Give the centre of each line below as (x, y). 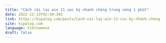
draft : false (19, 33)
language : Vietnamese (27, 28)
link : (11, 19)
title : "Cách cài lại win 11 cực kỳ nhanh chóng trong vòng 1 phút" (77, 10)
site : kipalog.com (24, 23)
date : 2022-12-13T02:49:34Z (34, 14)
